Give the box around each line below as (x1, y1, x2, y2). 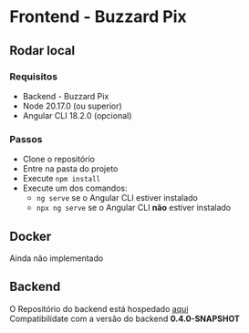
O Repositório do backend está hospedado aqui (9, 303, 189, 314)
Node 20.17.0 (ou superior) (22, 100, 123, 111)
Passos (9, 132, 43, 145)
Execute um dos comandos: (22, 182, 128, 193)
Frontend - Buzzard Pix (9, 6, 187, 27)
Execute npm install (22, 173, 101, 184)
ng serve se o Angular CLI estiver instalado (36, 193, 198, 203)
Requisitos (9, 70, 57, 83)
